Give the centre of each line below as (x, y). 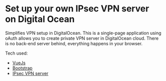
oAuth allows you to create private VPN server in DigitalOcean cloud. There (82, 38)
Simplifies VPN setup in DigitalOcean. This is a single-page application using (83, 33)
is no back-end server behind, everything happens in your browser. (74, 43)
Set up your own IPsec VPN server (77, 9)
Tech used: (17, 53)
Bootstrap (22, 68)
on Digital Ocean (40, 19)
